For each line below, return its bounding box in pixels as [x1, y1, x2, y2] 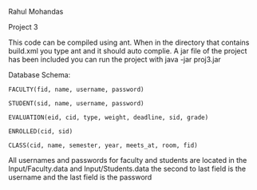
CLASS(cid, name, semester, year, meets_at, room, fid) [8, 141, 198, 149]
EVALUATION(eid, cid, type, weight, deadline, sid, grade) [8, 113, 209, 121]
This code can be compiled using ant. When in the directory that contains [8, 38, 250, 47]
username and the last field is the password [8, 172, 152, 182]
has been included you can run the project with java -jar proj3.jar [8, 55, 221, 64]
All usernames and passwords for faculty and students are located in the [8, 156, 247, 164]
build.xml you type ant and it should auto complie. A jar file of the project [8, 46, 247, 55]
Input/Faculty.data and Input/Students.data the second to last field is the [8, 164, 246, 173]
